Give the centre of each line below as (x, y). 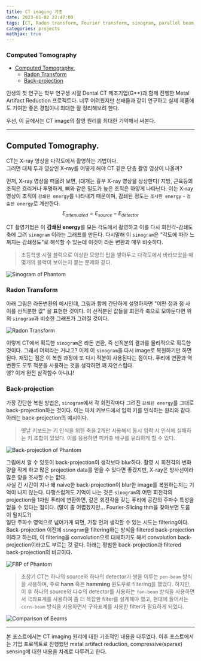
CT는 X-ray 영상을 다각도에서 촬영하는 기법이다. (62, 161)
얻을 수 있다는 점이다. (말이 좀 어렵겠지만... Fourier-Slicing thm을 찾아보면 (93, 507)
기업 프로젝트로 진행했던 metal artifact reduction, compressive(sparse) (98, 644)
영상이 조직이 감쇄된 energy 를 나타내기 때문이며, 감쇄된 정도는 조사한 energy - (96, 196)
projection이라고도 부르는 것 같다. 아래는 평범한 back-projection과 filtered (94, 544)
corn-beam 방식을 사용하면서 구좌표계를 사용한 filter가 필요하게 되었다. (102, 606)
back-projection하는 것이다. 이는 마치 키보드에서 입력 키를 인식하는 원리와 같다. (99, 410)
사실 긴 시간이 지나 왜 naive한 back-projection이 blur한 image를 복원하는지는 (97, 485)
